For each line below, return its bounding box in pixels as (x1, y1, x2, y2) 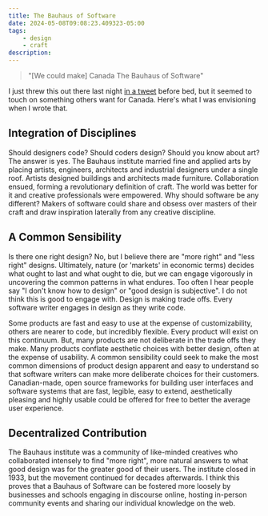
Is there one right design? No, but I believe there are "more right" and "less (8, 251, 255, 261)
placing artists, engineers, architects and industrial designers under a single (8, 165, 258, 174)
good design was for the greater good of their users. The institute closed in (8, 465, 256, 474)
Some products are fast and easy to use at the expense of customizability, (8, 318, 254, 328)
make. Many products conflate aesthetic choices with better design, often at (8, 343, 260, 353)
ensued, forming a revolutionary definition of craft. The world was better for (8, 182, 258, 191)
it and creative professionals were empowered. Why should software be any (8, 190, 259, 200)
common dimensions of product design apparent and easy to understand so (8, 361, 259, 370)
